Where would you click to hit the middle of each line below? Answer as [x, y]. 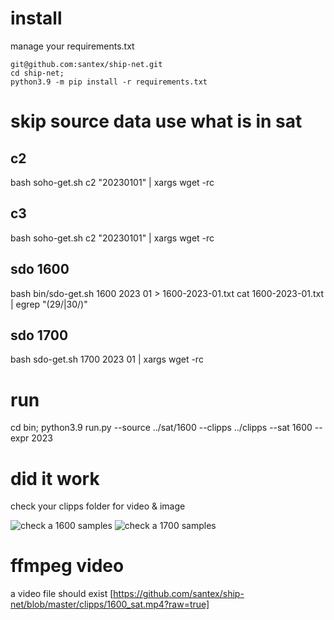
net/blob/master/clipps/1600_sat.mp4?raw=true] [110, 604]
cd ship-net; [37, 73]
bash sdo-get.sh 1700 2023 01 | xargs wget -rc [107, 359]
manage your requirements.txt [72, 46]
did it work [55, 478]
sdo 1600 [40, 269]
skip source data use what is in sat [156, 121]
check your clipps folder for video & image [98, 506]
